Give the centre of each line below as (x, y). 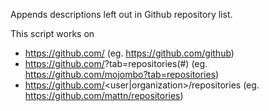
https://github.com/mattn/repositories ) (104, 95)
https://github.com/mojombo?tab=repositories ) (122, 74)
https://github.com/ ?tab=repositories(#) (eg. (116, 63)
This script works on (52, 33)
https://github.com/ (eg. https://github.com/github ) (129, 53)
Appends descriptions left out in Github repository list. (121, 14)
